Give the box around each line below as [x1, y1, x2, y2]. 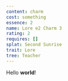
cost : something [6, 14, 46, 20]
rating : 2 [6, 31, 31, 37]
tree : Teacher [6, 53, 41, 59]
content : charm [6, 8, 44, 15]
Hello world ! [6, 69, 37, 76]
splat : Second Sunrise [6, 42, 62, 48]
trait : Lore [6, 47, 35, 53]
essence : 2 [6, 20, 33, 25]
